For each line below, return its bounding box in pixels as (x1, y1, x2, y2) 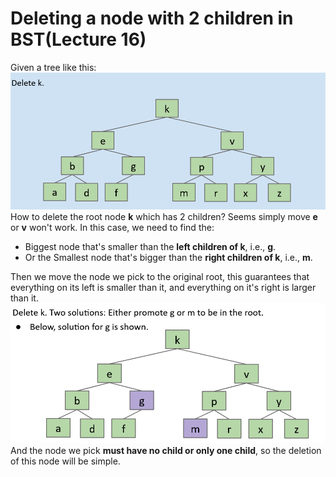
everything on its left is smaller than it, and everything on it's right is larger (10, 281, 317, 293)
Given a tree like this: (10, 61, 97, 73)
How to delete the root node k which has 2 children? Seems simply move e (10, 210, 318, 222)
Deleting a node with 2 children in (10, 7, 294, 30)
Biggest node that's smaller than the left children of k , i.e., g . (24, 240, 277, 252)
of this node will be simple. (10, 455, 121, 467)
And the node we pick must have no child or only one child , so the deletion (10, 444, 322, 456)
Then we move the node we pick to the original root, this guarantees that (10, 270, 310, 282)
